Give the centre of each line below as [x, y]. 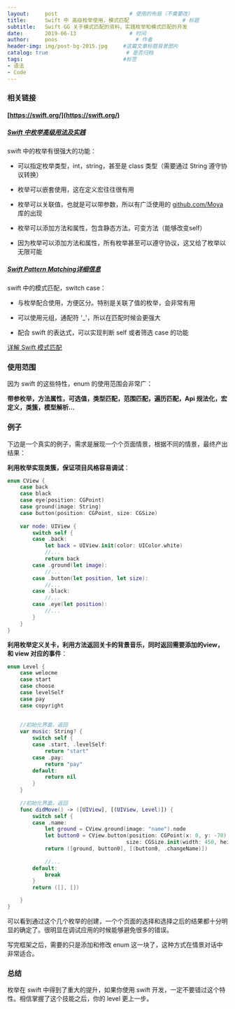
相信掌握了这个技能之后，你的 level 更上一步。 [86, 999]
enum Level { [26, 666]
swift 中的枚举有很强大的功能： [52, 150]
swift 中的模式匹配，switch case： [57, 288]
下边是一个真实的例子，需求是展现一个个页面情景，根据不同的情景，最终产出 [117, 444]
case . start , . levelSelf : [70, 745]
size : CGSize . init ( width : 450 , [172, 842]
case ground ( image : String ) [60, 507]
